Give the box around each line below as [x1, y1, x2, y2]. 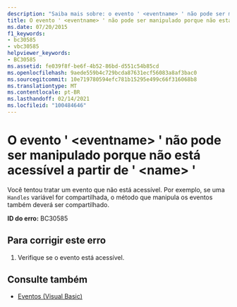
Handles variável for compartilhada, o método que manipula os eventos [7, 193, 213, 201]
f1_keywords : [7, 30, 46, 37]
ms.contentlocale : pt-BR [7, 89, 80, 96]
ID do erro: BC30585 [7, 214, 68, 223]
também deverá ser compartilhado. [7, 200, 109, 208]
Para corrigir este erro [7, 234, 107, 246]
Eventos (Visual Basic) [17, 292, 83, 301]
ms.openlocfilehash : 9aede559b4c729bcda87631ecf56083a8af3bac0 [7, 69, 197, 76]
